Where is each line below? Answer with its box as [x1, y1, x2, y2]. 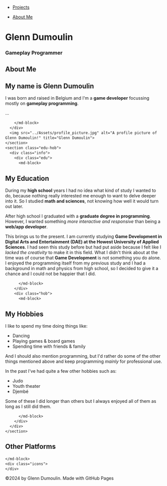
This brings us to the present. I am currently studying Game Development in [5, 233, 162, 239]
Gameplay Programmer [5, 50, 63, 57]
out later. [5, 203, 23, 209]
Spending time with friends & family [12, 343, 86, 349]
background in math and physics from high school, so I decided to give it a [5, 266, 159, 272]
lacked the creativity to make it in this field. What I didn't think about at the [5, 250, 158, 256]
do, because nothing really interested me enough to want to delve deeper [5, 193, 156, 199]
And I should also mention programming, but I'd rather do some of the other [5, 353, 161, 359]
